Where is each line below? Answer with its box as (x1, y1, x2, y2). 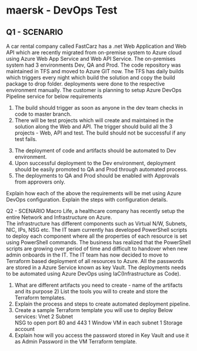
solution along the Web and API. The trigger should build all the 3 (14, 123, 172, 130)
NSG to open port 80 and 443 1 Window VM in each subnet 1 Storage (14, 319, 183, 326)
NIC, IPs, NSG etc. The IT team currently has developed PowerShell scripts (6, 227, 188, 233)
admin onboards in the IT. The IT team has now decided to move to (6, 251, 169, 258)
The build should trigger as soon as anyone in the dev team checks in (14, 104, 183, 111)
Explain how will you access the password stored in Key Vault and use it (14, 332, 189, 339)
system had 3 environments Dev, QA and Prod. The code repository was (6, 61, 181, 68)
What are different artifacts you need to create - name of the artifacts (14, 281, 183, 288)
